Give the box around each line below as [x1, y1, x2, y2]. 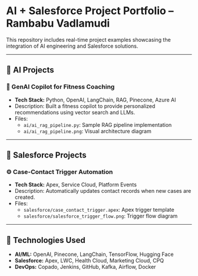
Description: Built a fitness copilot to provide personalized [14, 102, 156, 110]
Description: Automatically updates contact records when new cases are [14, 188, 192, 195]
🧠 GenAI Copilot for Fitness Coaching [6, 83, 115, 91]
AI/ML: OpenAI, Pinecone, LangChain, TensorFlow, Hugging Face [14, 251, 174, 258]
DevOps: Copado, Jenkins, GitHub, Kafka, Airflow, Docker [14, 264, 156, 271]
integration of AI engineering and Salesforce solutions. [6, 42, 138, 50]
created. [14, 193, 35, 201]
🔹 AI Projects [6, 65, 54, 75]
